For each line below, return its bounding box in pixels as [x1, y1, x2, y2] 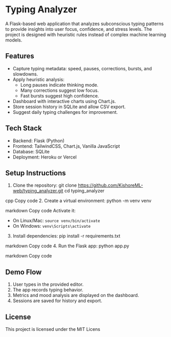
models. [5, 37, 23, 43]
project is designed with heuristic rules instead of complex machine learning [5, 31, 166, 37]
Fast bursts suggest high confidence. [20, 92, 99, 98]
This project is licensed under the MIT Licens [5, 326, 101, 332]
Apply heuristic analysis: [12, 76, 65, 83]
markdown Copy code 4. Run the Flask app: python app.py [5, 243, 130, 249]
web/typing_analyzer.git [12, 188, 63, 194]
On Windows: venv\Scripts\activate [12, 223, 91, 229]
